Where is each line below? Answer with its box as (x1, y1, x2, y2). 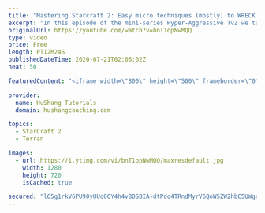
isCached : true (22, 178, 73, 186)
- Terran (15, 135, 44, 143)
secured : (8, 192, 37, 201)
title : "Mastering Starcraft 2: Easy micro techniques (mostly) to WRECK (8, 11, 256, 20)
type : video (8, 33, 47, 42)
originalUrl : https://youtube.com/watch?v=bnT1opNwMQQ (8, 26, 192, 34)
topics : (8, 120, 34, 129)
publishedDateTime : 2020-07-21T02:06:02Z (8, 56, 147, 64)
